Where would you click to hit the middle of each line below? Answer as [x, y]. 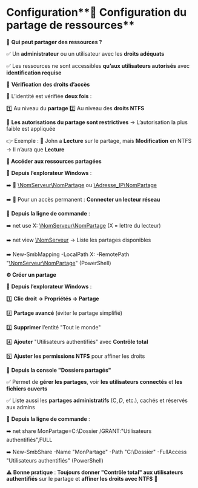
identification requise [34, 73]
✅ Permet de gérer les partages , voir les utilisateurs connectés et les [94, 381]
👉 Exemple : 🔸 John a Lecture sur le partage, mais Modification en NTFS [99, 140]
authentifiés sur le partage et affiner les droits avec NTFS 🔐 [82, 478]
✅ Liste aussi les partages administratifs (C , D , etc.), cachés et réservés [97, 400]
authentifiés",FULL [29, 440]
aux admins [21, 407]
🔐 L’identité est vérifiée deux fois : [49, 96]
